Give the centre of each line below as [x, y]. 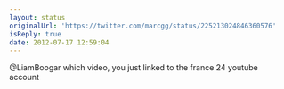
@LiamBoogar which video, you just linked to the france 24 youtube [134, 68]
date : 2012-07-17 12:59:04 [59, 42]
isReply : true [36, 34]
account [24, 77]
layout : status [37, 17]
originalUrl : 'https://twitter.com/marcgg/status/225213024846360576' [143, 26]
